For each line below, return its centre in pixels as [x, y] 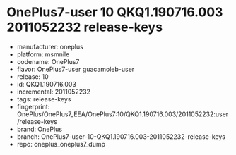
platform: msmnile [43, 54]
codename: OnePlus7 [48, 61]
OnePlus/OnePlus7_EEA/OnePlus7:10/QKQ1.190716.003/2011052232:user [123, 114]
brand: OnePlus [40, 129]
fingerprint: [33, 106]
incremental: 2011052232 [54, 92]
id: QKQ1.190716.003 [47, 84]
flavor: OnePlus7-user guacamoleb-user [76, 69]
